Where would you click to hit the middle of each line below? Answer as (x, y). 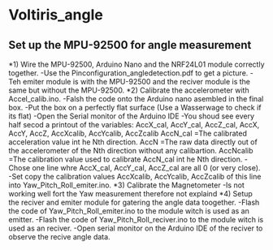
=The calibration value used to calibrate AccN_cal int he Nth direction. (126, 159)
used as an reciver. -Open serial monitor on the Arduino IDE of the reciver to (136, 228)
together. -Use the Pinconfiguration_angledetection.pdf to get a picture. (128, 73)
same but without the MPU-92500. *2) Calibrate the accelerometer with (129, 90)
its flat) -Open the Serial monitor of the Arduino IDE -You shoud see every (131, 116)
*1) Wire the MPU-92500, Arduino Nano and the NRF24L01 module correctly (137, 64)
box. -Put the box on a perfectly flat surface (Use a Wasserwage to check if (135, 108)
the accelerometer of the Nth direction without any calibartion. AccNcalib (131, 151)
